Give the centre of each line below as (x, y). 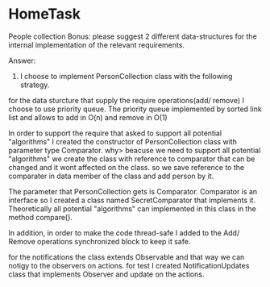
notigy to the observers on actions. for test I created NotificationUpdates (129, 265)
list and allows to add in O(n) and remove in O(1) (88, 117)
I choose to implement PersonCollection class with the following (126, 76)
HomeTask (44, 14)
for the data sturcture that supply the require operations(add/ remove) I (126, 100)
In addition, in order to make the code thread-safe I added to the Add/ (124, 233)
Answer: (22, 60)
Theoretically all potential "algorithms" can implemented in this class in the (132, 208)
